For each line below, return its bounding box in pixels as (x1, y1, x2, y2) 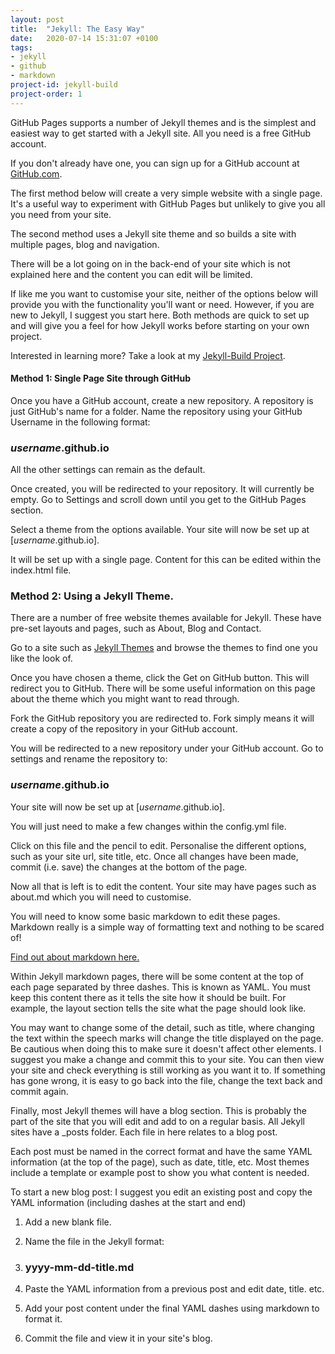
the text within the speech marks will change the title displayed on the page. (10, 1032, 324, 1044)
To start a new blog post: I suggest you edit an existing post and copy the (10, 1186, 313, 1198)
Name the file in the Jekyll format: (24, 1235, 165, 1247)
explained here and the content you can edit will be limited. (10, 268, 253, 280)
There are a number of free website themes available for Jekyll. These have (10, 612, 322, 624)
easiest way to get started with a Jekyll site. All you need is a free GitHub (10, 127, 312, 139)
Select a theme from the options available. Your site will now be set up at (10, 524, 310, 536)
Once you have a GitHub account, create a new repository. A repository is (10, 394, 314, 406)
